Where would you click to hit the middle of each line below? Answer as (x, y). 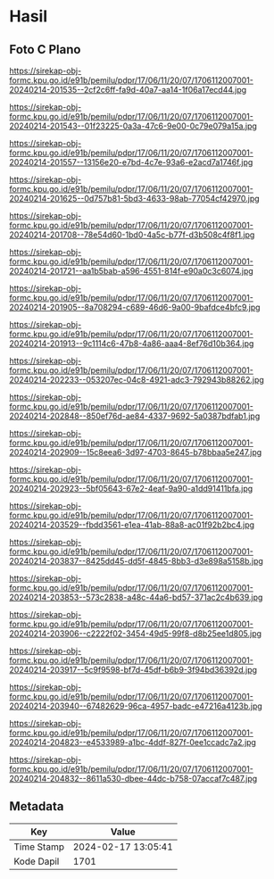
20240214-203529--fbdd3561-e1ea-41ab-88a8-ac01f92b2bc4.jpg (132, 525)
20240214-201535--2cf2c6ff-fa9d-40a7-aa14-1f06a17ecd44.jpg (128, 90)
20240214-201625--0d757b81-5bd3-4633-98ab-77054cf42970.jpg (135, 199)
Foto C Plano (45, 50)
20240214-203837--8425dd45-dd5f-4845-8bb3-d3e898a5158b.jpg (136, 561)
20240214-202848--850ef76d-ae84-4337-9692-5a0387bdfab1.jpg (135, 416)
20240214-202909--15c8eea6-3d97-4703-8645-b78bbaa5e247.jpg (136, 452)
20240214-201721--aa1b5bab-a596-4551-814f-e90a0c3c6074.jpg (132, 271)
